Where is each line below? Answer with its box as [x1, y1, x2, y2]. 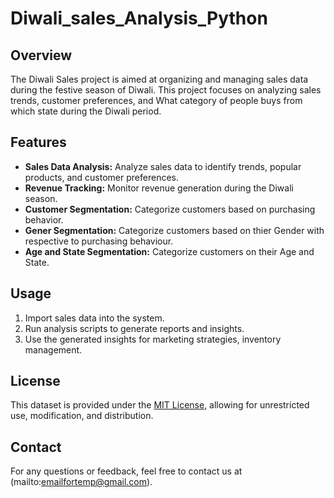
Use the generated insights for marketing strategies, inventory [24, 333, 282, 345]
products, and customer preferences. [24, 171, 179, 183]
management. [24, 343, 83, 356]
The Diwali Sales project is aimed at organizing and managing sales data [10, 73, 309, 85]
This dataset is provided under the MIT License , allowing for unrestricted [10, 399, 310, 411]
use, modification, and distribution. [10, 410, 154, 422]
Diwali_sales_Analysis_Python [10, 7, 268, 30]
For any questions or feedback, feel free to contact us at [10, 465, 243, 477]
